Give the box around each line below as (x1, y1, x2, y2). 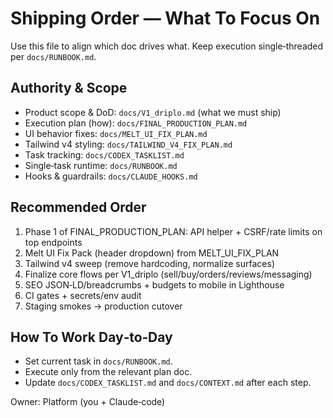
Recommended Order (10, 199, 147, 216)
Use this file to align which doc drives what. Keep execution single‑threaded (10, 40, 324, 52)
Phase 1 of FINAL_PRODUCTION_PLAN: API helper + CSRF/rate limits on (24, 225, 323, 237)
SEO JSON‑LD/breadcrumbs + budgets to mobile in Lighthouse (24, 278, 285, 291)
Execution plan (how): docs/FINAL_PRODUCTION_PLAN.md (24, 117, 248, 129)
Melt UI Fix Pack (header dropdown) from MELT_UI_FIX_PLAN (24, 247, 280, 259)
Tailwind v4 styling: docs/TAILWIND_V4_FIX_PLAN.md (24, 138, 233, 150)
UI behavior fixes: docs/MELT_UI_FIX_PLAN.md (24, 127, 208, 139)
